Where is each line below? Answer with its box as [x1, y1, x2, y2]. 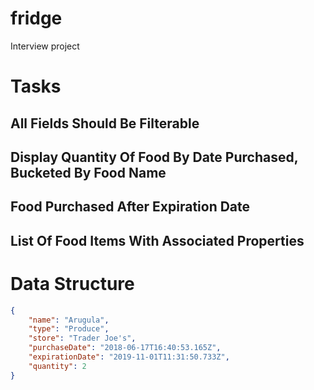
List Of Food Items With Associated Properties [10, 232, 305, 249]
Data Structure [10, 272, 135, 295]
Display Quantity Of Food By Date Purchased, [10, 148, 299, 166]
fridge [10, 7, 63, 30]
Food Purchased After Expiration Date [10, 198, 251, 216]
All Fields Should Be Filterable [10, 115, 200, 132]
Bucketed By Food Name [10, 164, 167, 181]
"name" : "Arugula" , [28, 315, 110, 325]
